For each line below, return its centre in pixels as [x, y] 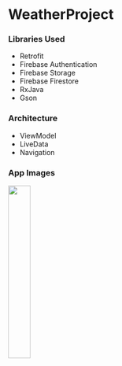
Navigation [37, 152]
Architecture [33, 118]
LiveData [34, 144]
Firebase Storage [48, 73]
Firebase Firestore [49, 81]
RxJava [31, 90]
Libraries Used [37, 39]
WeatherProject [61, 15]
